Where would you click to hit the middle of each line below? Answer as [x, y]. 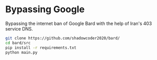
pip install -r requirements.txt [41, 48]
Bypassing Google [45, 9]
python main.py [21, 52]
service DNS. [19, 28]
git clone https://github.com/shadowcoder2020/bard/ [63, 38]
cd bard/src [18, 43]
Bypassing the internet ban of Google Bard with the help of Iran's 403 [79, 23]
